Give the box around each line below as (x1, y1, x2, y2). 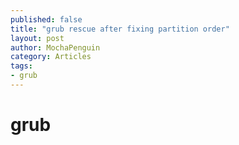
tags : (10, 61, 33, 71)
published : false (10, 14, 83, 25)
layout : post (10, 33, 65, 43)
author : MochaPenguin (10, 42, 101, 53)
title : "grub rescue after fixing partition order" (10, 24, 230, 34)
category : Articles (10, 52, 92, 62)
